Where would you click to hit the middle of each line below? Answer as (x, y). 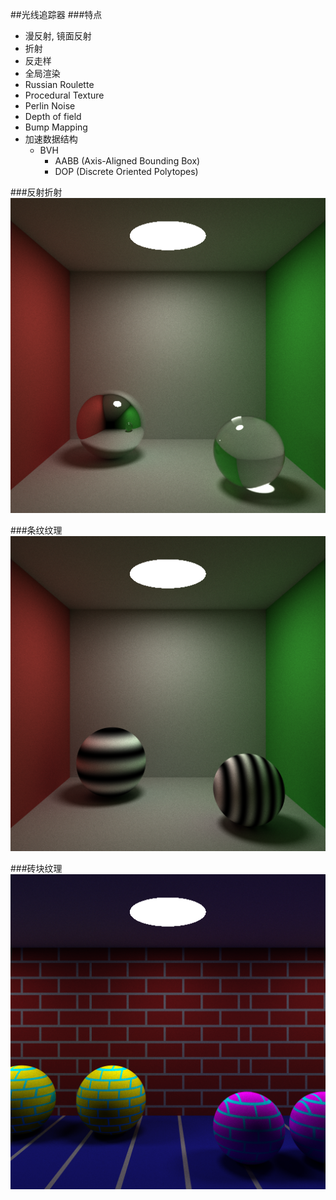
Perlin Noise (50, 106)
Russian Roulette (59, 84)
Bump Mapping (56, 127)
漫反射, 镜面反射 (58, 36)
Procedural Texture (64, 95)
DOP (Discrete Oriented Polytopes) (126, 171)
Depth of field (53, 116)
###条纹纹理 (36, 530)
